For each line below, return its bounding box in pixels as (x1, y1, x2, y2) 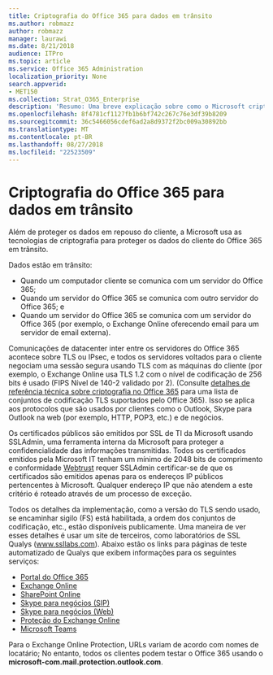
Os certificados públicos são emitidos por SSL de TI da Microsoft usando (8, 429, 253, 438)
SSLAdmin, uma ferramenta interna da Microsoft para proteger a (8, 437, 224, 447)
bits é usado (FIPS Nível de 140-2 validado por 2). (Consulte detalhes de (8, 378, 250, 388)
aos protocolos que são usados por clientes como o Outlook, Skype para (8, 404, 253, 414)
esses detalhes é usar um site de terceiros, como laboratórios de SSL (8, 530, 241, 541)
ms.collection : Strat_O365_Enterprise (8, 95, 140, 103)
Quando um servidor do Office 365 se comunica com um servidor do (19, 311, 252, 320)
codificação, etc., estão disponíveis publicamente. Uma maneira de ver (8, 522, 246, 532)
